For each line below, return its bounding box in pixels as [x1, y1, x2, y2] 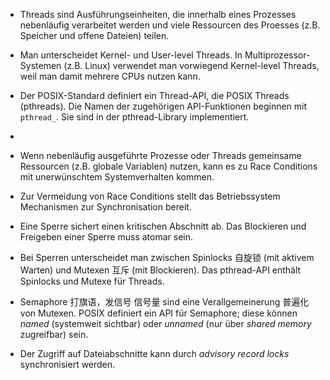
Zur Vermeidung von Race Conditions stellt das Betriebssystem [19, 190, 281, 202]
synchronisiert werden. [19, 359, 116, 370]
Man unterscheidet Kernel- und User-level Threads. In [19, 49, 243, 61]
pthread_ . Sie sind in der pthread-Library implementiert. [19, 111, 250, 123]
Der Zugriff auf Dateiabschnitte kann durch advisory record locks [19, 348, 290, 359]
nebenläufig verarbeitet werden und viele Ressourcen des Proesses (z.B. [19, 19, 321, 31]
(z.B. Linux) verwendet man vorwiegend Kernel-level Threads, [63, 60, 320, 71]
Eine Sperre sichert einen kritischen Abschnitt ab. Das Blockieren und [19, 220, 307, 232]
